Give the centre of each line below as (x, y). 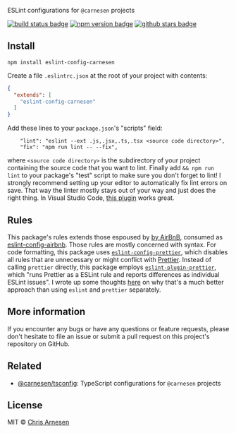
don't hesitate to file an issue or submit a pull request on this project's (108, 336)
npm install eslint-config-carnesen (61, 62)
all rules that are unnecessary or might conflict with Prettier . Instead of (110, 260)
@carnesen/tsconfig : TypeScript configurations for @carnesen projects (119, 383)
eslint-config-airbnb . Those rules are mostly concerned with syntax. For (112, 244)
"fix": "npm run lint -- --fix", (69, 148)
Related (25, 366)
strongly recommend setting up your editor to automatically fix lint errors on (117, 183)
